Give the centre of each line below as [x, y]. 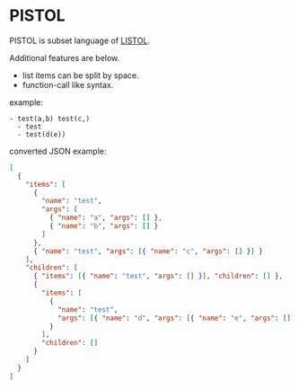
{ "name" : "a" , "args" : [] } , [106, 218]
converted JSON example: [58, 151]
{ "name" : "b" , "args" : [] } [104, 226]
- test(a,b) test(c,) [50, 119]
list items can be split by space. [80, 75]
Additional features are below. [65, 57]
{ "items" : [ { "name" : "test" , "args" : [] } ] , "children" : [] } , [158, 276]
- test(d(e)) [42, 134]
